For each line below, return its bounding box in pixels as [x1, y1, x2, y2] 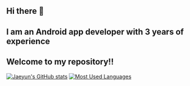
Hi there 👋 [6, 6, 44, 16]
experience [6, 36, 50, 46]
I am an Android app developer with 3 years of [6, 27, 184, 37]
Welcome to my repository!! [6, 57, 114, 67]
